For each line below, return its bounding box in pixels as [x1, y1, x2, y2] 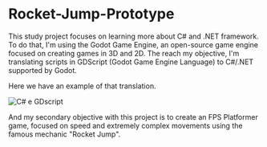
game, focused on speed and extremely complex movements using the [8, 120, 243, 130]
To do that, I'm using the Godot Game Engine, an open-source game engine [8, 39, 259, 49]
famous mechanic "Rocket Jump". [8, 129, 121, 139]
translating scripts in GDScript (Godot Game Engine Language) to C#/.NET [8, 57, 254, 67]
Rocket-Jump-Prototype [8, 5, 175, 23]
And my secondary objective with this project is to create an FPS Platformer [8, 112, 258, 121]
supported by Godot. [8, 65, 78, 75]
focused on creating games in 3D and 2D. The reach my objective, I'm [8, 48, 240, 58]
